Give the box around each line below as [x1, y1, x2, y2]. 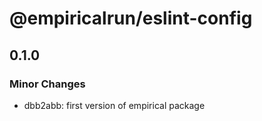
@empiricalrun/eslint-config [9, 7, 253, 30]
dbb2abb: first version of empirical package [23, 99, 206, 111]
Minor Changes [9, 77, 86, 91]
